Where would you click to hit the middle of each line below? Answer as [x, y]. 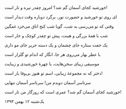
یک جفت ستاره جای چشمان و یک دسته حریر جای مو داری [56, 45]
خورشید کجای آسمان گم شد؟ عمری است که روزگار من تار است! [63, 92]
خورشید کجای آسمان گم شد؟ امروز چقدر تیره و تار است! [56, 8]
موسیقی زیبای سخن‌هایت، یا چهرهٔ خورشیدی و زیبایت [52, 64]
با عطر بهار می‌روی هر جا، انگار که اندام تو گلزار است [53, 54]
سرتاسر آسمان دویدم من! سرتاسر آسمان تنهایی [48, 83]
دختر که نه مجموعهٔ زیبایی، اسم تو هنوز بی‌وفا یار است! [54, 73]
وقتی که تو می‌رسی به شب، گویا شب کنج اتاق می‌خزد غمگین [59, 26]
